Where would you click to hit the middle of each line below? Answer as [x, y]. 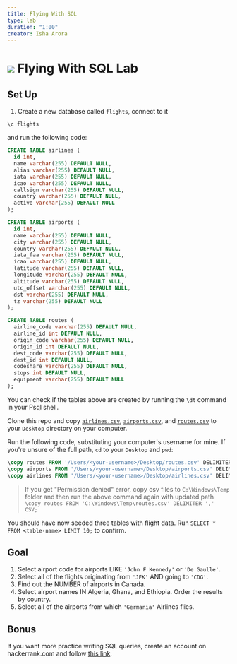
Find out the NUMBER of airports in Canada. [81, 584]
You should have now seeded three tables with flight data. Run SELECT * [112, 523]
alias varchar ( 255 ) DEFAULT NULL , [64, 170]
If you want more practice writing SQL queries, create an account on [107, 646]
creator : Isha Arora [38, 34]
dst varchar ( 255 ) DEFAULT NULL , [61, 295]
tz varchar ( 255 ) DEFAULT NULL [58, 301]
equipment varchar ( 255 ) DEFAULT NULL [69, 380]
